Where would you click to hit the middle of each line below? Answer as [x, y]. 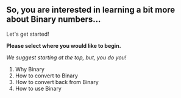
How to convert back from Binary [57, 82]
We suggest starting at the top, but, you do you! [66, 57]
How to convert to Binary [46, 76]
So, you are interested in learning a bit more [91, 10]
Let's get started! [28, 34]
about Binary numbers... [54, 20]
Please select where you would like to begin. [64, 45]
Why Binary [30, 69]
